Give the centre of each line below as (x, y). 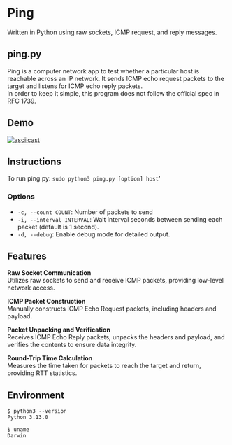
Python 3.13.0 (28, 418)
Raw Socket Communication (49, 273)
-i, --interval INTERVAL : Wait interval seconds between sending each (120, 219)
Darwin (17, 436)
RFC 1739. (22, 101)
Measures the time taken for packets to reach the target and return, (104, 366)
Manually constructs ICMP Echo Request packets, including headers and (112, 309)
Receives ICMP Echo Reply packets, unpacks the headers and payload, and (116, 337)
